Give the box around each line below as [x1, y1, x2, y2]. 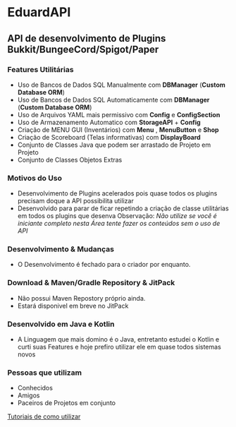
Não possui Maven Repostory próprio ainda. [17, 294, 146, 302]
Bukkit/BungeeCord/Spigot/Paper [7, 43, 159, 55]
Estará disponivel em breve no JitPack [17, 301, 129, 310]
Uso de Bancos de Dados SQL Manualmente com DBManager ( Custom [17, 80, 225, 89]
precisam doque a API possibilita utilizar [17, 197, 134, 205]
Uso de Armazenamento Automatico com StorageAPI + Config [17, 118, 201, 126]
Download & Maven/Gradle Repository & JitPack [7, 278, 175, 288]
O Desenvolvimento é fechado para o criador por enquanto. [17, 260, 191, 269]
